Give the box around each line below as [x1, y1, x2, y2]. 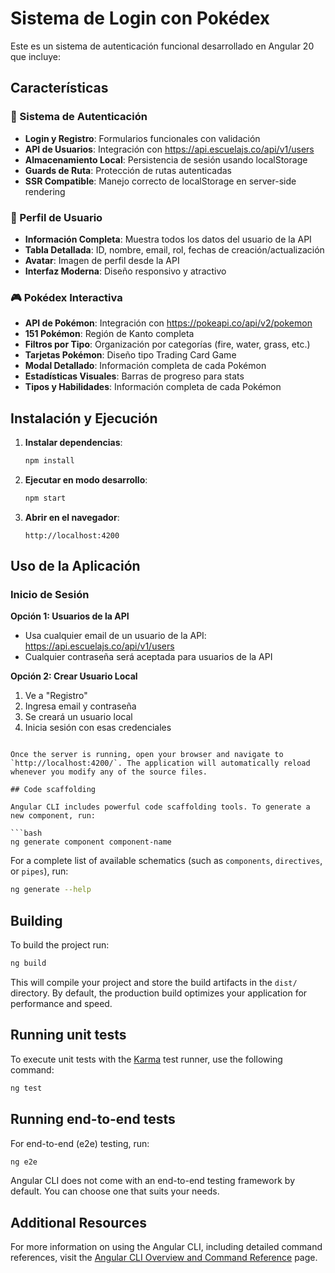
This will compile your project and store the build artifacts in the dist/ [10, 977, 298, 989]
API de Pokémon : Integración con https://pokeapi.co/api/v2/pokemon [24, 317, 313, 329]
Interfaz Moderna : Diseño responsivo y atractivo [24, 265, 227, 277]
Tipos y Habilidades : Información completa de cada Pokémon [24, 381, 282, 393]
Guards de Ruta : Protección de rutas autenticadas [24, 164, 233, 176]
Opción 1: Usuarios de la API [10, 610, 130, 622]
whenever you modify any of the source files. [10, 767, 208, 777]
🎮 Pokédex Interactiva [10, 290, 123, 304]
